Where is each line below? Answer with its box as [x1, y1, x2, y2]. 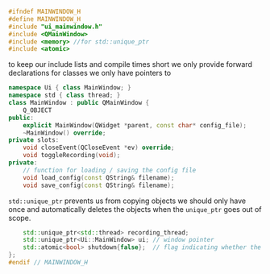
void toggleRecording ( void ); [23, 152, 121, 160]
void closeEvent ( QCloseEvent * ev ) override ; [23, 143, 175, 152]
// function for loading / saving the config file [23, 166, 197, 174]
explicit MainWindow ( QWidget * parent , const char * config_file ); [23, 121, 247, 129]
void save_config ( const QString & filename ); [23, 181, 175, 189]
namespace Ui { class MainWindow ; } [8, 84, 131, 92]
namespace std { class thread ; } [8, 91, 121, 100]
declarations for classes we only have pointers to [8, 68, 172, 78]
